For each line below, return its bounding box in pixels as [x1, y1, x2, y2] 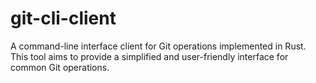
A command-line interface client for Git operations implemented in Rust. [10, 40, 307, 52]
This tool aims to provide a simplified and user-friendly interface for [10, 50, 289, 62]
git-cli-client [10, 7, 117, 30]
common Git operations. [10, 61, 110, 73]
